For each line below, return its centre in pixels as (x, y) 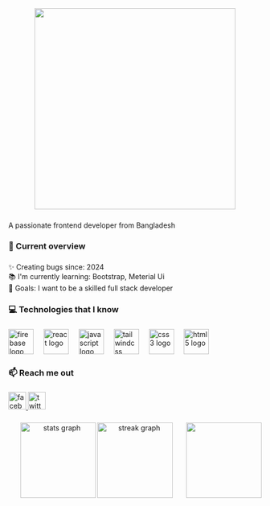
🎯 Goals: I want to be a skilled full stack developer (91, 288)
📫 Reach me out (41, 372)
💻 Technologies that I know (63, 309)
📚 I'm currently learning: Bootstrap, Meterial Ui (86, 276)
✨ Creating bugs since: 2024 (56, 267)
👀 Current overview (47, 246)
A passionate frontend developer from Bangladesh (92, 225)
